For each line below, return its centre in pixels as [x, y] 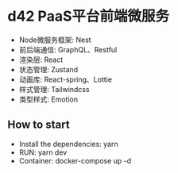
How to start [39, 125]
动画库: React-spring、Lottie [66, 79]
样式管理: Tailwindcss [54, 89]
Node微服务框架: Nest [55, 40]
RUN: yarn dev [43, 152]
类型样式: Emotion [48, 99]
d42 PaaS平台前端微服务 [89, 16]
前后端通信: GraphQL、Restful [68, 49]
